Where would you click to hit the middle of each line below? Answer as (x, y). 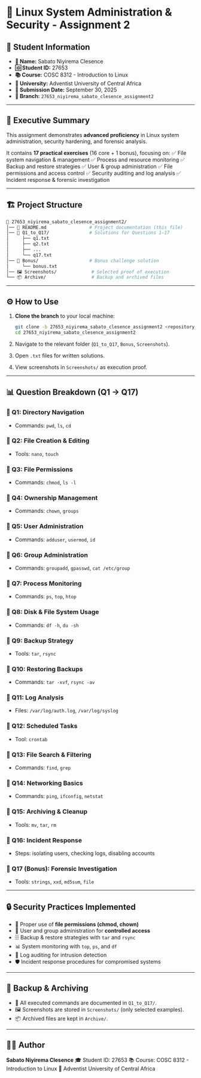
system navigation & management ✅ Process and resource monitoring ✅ (96, 159)
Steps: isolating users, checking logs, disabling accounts (85, 853)
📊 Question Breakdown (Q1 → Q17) (72, 392)
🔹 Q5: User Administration (45, 526)
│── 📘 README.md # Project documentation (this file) (95, 227)
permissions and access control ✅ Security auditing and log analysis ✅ (94, 173)
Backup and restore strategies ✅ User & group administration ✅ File (90, 166)
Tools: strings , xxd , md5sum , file (54, 882)
